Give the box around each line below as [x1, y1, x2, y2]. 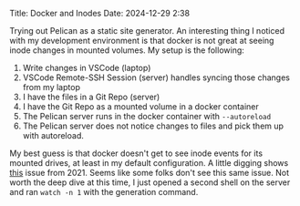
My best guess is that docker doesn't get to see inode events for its [9, 148, 263, 159]
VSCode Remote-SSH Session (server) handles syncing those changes [22, 72, 290, 83]
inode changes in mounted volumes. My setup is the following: [9, 45, 244, 56]
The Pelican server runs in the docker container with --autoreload [22, 111, 272, 121]
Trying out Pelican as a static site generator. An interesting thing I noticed [9, 26, 285, 36]
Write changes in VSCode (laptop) [22, 63, 151, 73]
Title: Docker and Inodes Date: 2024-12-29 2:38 [9, 8, 190, 18]
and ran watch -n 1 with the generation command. [9, 187, 199, 197]
